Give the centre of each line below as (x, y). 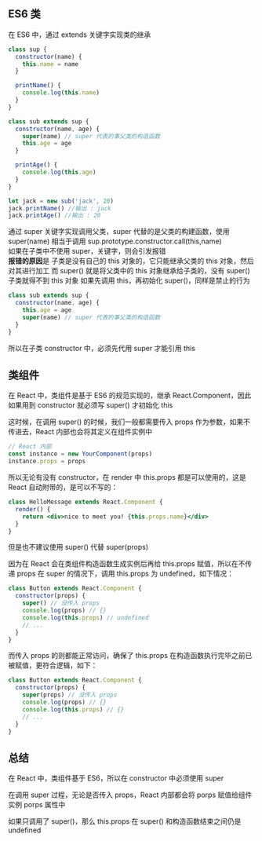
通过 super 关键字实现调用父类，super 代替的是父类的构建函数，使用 (119, 232)
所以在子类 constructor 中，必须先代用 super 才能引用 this (102, 348)
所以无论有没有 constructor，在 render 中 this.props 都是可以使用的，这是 (127, 477)
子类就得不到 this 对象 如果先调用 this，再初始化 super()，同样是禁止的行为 (129, 280)
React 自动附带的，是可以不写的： (63, 487)
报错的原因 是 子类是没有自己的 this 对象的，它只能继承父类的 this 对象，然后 (131, 261)
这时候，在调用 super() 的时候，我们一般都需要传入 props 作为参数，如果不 (129, 422)
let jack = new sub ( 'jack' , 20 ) (61, 201)
